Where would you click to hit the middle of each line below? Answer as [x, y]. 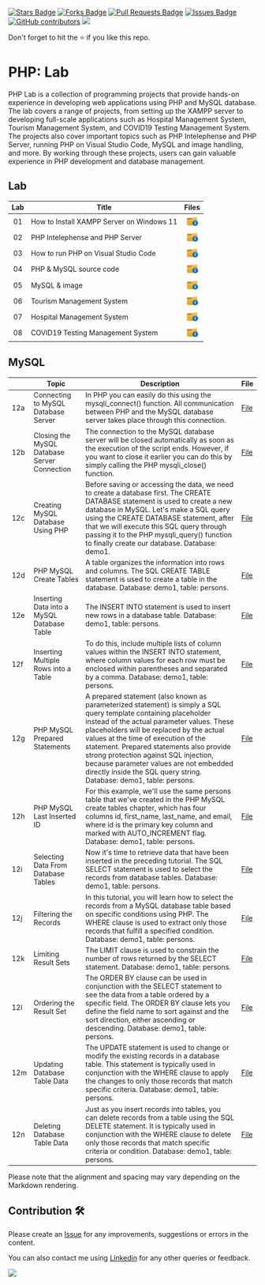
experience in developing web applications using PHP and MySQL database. [132, 102]
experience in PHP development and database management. [107, 161]
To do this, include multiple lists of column [154, 643]
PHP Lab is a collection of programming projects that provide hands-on [124, 94]
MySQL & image [56, 285]
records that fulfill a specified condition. [150, 931]
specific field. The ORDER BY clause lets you [158, 1003]
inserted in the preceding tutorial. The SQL [154, 861]
